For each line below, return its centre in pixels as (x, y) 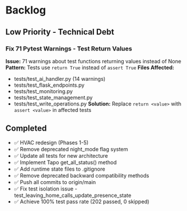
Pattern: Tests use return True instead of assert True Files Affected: (90, 67)
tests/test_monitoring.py (43, 91)
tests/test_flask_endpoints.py (49, 85)
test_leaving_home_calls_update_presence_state (72, 195)
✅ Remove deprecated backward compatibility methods (81, 175)
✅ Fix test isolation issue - (45, 189)
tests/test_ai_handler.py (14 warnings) (60, 79)
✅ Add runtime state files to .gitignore (59, 169)
